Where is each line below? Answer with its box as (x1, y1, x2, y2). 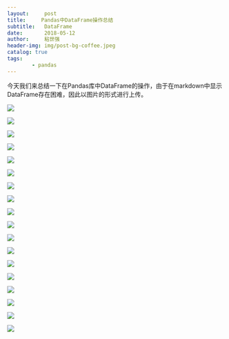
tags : (7, 55, 23, 62)
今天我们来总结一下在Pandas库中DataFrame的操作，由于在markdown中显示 (7, 81, 223, 90)
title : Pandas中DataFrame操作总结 (7, 17, 114, 24)
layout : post (7, 10, 57, 17)
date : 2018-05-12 (7, 29, 76, 37)
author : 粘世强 (7, 36, 60, 43)
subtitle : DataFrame (7, 23, 72, 30)
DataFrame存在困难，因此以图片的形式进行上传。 (7, 90, 147, 98)
